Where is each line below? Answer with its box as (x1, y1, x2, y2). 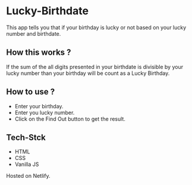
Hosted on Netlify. (6, 173, 51, 180)
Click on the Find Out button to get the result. (14, 115, 126, 123)
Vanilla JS (14, 161, 39, 168)
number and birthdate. (6, 30, 61, 37)
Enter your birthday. (14, 102, 64, 109)
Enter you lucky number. (14, 109, 75, 116)
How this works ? (6, 48, 71, 58)
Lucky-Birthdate (6, 4, 89, 18)
